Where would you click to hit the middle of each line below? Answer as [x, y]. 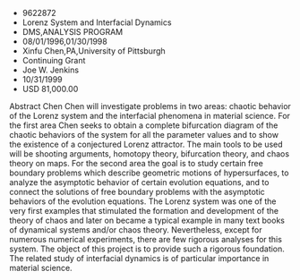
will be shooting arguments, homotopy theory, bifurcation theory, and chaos [149, 154]
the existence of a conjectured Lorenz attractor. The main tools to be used [146, 144]
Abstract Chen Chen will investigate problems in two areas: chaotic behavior [150, 106]
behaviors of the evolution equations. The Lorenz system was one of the [143, 201]
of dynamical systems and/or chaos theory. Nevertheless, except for [136, 230]
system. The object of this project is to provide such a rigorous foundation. [147, 249]
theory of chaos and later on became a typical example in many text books [147, 220]
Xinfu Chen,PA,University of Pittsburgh [94, 51]
